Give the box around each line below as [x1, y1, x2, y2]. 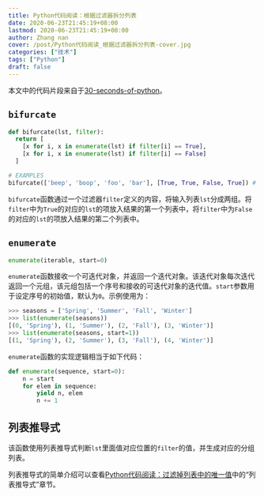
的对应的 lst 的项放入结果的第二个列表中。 [8, 214, 144, 224]
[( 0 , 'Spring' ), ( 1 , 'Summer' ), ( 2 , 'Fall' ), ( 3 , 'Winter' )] [8, 321, 214, 330]
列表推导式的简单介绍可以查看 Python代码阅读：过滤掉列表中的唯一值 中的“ [8, 469, 249, 479]
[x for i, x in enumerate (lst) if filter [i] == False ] [22, 150, 207, 158]
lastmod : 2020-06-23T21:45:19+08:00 [8, 26, 129, 34]
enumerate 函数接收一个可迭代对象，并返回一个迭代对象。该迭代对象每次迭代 [8, 272, 255, 281]
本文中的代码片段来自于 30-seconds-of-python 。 [8, 85, 168, 95]
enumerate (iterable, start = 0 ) [8, 256, 108, 265]
